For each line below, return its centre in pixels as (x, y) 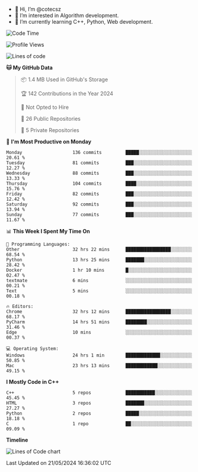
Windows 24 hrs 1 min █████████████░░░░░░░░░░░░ (99, 355)
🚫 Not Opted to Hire (45, 107)
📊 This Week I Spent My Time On (48, 231)
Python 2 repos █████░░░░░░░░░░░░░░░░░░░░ (99, 413)
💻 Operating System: (33, 349)
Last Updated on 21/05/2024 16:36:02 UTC (59, 463)
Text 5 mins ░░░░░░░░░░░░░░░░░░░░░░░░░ (99, 291)
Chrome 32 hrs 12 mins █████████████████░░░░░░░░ (99, 312)
